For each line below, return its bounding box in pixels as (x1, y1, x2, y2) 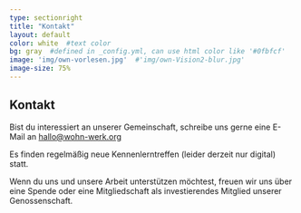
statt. (9, 158, 29, 169)
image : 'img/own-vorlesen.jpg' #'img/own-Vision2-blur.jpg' (9, 55, 246, 64)
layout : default (9, 30, 71, 39)
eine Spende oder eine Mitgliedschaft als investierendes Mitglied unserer (9, 185, 283, 196)
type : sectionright (9, 13, 83, 23)
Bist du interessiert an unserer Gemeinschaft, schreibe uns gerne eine (9, 121, 271, 132)
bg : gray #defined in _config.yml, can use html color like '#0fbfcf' (9, 47, 286, 56)
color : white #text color (9, 38, 112, 48)
